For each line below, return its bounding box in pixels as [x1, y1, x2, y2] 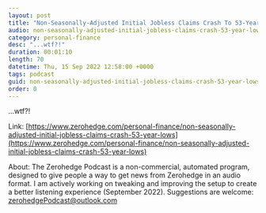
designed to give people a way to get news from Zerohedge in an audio [8, 170, 241, 180]
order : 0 [8, 84, 37, 93]
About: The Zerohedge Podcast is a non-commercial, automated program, [8, 163, 250, 172]
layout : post [8, 11, 51, 20]
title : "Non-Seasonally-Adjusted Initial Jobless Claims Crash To [8, 19, 232, 27]
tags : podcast [8, 70, 55, 78]
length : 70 [8, 56, 44, 64]
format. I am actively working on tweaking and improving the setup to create [8, 179, 257, 189]
